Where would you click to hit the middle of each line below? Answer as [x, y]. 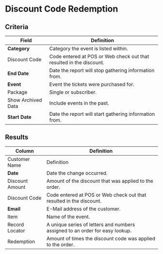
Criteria [17, 27]
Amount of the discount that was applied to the [100, 181]
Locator [16, 230]
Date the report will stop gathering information [102, 70]
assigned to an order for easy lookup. [89, 230]
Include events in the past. [79, 103]
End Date [18, 73]
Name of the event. [68, 217]
